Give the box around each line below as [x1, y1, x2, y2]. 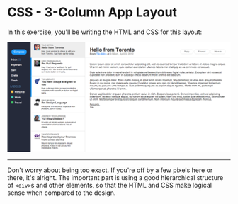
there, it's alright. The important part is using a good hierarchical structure [7, 174, 224, 182]
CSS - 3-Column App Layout [7, 4, 178, 21]
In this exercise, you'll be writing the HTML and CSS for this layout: [7, 28, 203, 36]
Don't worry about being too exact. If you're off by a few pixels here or [7, 166, 213, 174]
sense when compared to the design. [7, 188, 116, 197]
